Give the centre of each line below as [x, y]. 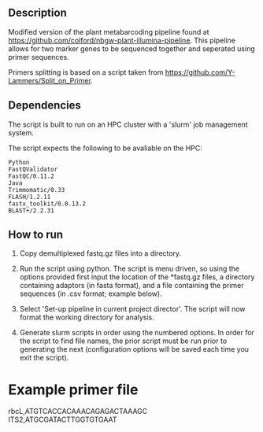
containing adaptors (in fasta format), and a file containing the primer [131, 286]
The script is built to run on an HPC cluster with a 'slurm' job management [128, 124]
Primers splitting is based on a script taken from [86, 72]
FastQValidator [33, 169]
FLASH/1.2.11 [30, 197]
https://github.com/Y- [200, 72]
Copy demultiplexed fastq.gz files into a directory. [100, 253]
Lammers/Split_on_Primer [50, 80]
